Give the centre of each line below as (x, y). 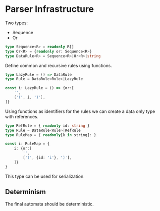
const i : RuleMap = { (27, 144)
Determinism (26, 192)
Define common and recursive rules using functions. (59, 65)
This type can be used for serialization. (45, 176)
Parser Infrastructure (50, 9)
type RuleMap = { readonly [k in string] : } (51, 135)
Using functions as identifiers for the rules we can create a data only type (80, 111)
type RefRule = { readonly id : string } (48, 126)
